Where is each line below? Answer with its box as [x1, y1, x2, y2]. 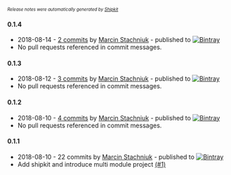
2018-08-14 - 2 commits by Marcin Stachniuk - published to [17, 36, 191, 44]
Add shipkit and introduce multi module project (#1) [17, 160, 166, 168]
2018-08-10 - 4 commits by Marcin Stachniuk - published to [17, 113, 192, 122]
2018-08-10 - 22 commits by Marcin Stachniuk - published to [17, 153, 195, 161]
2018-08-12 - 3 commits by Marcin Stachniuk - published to [17, 74, 191, 83]
